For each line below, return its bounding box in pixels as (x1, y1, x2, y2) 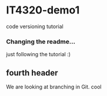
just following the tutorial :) (6, 51, 71, 58)
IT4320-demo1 (6, 4, 80, 17)
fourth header (6, 68, 58, 78)
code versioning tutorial (6, 23, 63, 30)
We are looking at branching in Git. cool (6, 83, 102, 91)
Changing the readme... (6, 37, 76, 46)
